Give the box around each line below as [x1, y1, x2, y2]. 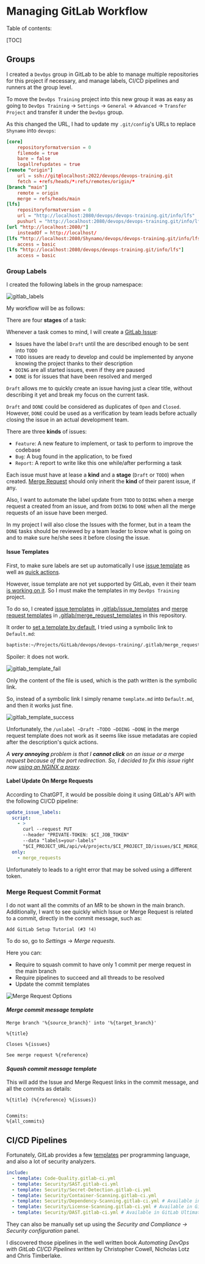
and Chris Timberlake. [6, 1252, 62, 1260]
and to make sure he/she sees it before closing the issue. [6, 534, 151, 542]
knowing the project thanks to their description [15, 360, 133, 367]
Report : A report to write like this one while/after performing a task [15, 460, 182, 467]
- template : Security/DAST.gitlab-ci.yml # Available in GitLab [12, 1209, 179, 1216]
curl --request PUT [22, 826, 72, 833]
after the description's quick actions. [6, 738, 99, 746]
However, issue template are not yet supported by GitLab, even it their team [6, 580, 196, 588]
